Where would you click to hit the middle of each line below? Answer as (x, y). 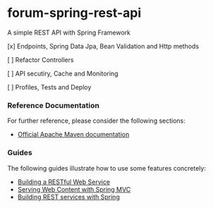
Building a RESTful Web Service (64, 182)
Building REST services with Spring (68, 197)
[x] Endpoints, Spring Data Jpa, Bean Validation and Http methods (103, 46)
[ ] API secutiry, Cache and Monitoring (63, 73)
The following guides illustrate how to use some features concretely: (107, 168)
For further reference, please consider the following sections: (96, 121)
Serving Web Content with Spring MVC (74, 189)
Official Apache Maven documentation (73, 135)
